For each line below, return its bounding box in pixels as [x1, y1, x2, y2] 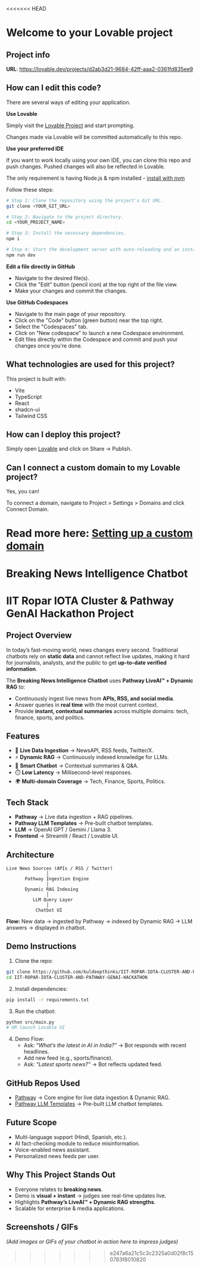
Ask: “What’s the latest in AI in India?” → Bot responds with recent [23, 1042, 186, 1049]
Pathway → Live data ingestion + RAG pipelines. [14, 813, 134, 821]
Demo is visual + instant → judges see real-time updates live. [14, 1192, 167, 1199]
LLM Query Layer [32, 897, 73, 903]
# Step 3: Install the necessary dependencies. [6, 230, 127, 237]
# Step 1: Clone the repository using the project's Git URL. [6, 197, 164, 204]
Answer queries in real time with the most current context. [14, 701, 159, 708]
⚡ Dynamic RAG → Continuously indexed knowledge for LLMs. [14, 754, 169, 761]
